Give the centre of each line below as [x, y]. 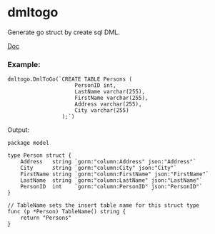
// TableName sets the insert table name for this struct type [104, 205]
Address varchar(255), [108, 104]
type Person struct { [40, 156]
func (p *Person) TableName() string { [67, 212]
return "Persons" [46, 218]
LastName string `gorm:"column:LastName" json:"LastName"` [111, 180]
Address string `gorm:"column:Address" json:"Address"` [108, 162]
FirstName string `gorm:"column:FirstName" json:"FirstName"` [115, 174]
